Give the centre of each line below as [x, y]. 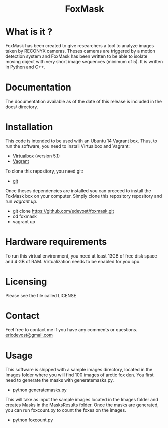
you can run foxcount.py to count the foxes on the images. [66, 410]
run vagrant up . [21, 201]
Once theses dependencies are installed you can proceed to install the [78, 191]
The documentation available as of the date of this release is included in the [84, 102]
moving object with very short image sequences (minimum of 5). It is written [84, 62]
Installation [29, 127]
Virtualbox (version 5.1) [36, 156]
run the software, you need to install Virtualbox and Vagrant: [67, 146]
